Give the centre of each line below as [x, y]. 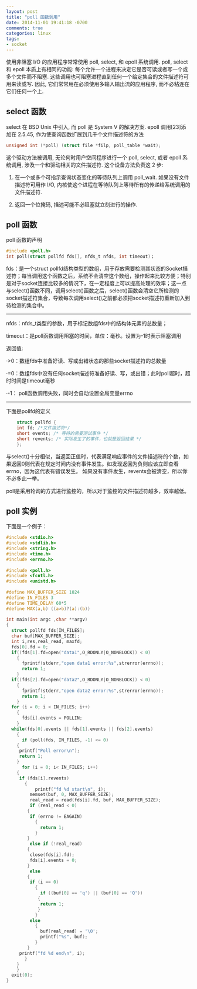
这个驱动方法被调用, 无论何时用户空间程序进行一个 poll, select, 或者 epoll [94, 157]
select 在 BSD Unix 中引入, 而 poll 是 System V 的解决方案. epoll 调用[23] [94, 126]
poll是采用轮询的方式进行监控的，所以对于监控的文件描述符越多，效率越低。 [98, 491]
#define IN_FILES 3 [30, 598]
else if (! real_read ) [56, 844]
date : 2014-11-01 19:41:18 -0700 [47, 22]
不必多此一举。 [24, 478]
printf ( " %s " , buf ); [64, 937]
